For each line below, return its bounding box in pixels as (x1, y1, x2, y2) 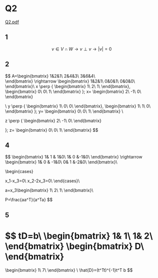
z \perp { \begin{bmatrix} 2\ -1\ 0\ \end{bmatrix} (5, 118, 102, 123)
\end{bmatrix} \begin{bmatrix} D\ (5, 241, 144, 252)
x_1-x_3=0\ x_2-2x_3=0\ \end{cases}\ (5, 178, 80, 184)
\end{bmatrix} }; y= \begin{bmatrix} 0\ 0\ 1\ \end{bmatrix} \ (5, 108, 123, 114)
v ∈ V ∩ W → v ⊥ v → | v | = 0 (52, 46, 112, 52)
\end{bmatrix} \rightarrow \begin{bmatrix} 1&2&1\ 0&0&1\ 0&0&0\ (5, 78, 135, 84)
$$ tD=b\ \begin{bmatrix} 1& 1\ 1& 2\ (5, 230, 153, 241)
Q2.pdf (5, 19, 19, 25)
